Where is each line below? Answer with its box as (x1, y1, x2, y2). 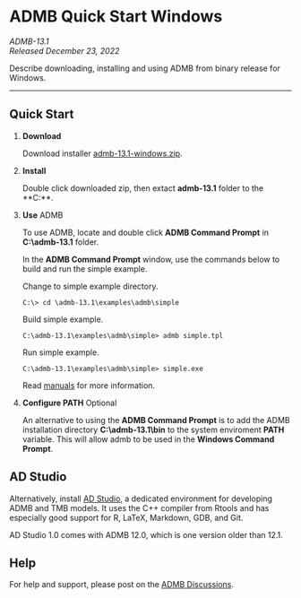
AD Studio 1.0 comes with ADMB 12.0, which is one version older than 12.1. (9, 529, 284, 540)
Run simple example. (21, 347, 100, 358)
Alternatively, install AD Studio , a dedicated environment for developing (9, 493, 273, 504)
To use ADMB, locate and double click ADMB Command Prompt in (21, 227, 270, 238)
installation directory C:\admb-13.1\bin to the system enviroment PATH (21, 424, 285, 435)
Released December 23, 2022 (9, 45, 120, 56)
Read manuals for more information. (21, 379, 155, 391)
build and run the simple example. (21, 263, 148, 274)
